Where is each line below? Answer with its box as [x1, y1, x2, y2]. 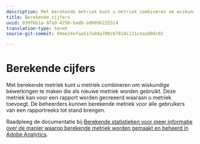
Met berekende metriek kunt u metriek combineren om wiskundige [6, 82, 170, 89]
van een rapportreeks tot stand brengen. [6, 107, 106, 114]
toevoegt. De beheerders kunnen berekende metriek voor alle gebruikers [6, 101, 185, 108]
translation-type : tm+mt [6, 25, 68, 32]
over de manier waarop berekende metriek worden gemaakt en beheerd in [6, 124, 189, 132]
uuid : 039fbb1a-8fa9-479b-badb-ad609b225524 [6, 20, 118, 26]
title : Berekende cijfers [6, 14, 70, 20]
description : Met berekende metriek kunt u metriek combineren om [6, 8, 174, 15]
